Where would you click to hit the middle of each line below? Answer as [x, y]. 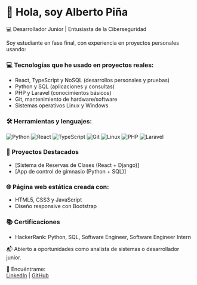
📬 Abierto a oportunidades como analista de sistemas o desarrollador [93, 249]
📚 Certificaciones [33, 222]
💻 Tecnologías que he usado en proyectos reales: [80, 65]
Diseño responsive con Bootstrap [56, 206]
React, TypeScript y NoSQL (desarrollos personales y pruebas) [92, 80]
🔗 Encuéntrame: [26, 269]
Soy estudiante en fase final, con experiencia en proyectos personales [93, 43]
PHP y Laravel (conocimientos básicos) [63, 93]
